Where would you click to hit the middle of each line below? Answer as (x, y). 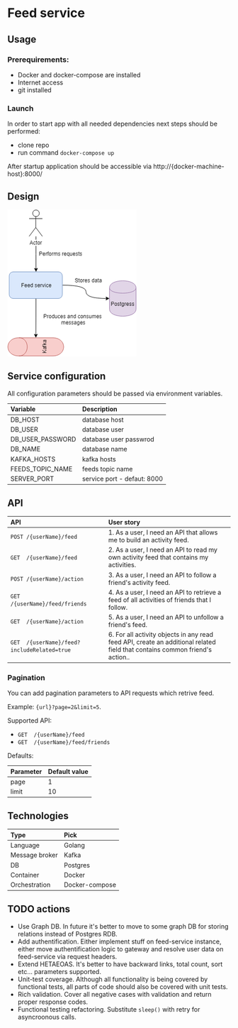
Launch (21, 108)
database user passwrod (118, 439)
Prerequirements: (38, 60)
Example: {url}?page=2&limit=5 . (54, 707)
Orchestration (30, 885)
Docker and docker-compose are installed (79, 75)
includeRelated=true (41, 650)
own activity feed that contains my (159, 557)
